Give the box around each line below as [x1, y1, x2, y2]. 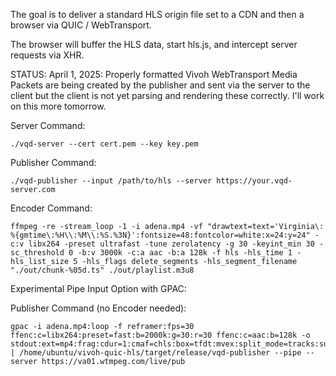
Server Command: [10, 120, 86, 131]
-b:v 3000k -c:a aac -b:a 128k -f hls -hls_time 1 [77, 248, 293, 258]
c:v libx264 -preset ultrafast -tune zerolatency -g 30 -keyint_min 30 [10, 239, 315, 249]
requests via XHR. [10, 49, 85, 61]
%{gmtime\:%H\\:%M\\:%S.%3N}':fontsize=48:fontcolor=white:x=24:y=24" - [10, 230, 320, 240]
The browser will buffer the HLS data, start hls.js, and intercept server [10, 39, 298, 50]
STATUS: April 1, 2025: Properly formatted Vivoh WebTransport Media [10, 69, 298, 80]
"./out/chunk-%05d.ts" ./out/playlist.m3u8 [10, 265, 195, 275]
